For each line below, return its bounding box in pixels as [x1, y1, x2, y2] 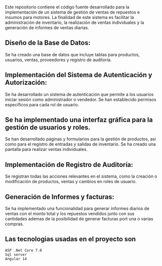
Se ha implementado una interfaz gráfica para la [5, 116, 153, 124]
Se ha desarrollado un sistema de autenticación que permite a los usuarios [5, 91, 154, 97]
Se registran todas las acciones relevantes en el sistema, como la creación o [5, 173, 157, 179]
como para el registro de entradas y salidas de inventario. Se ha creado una [5, 141, 156, 147]
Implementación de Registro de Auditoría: [5, 160, 133, 169]
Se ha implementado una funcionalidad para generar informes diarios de [5, 206, 150, 212]
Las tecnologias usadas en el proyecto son [5, 235, 136, 243]
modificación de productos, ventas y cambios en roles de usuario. [5, 179, 137, 184]
